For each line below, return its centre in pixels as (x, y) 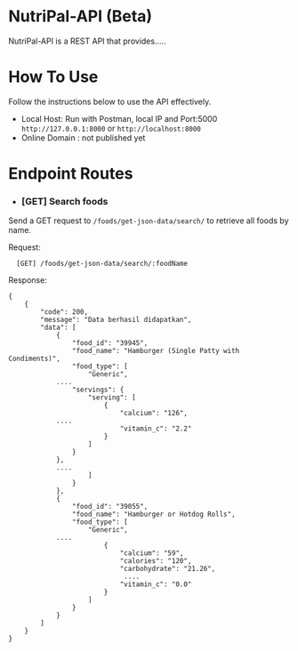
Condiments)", (35, 359)
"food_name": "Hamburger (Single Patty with (156, 351)
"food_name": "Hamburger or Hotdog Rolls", (154, 514)
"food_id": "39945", (110, 343)
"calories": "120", (156, 561)
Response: (28, 280)
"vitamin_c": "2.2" (156, 429)
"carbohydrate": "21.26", (168, 569)
